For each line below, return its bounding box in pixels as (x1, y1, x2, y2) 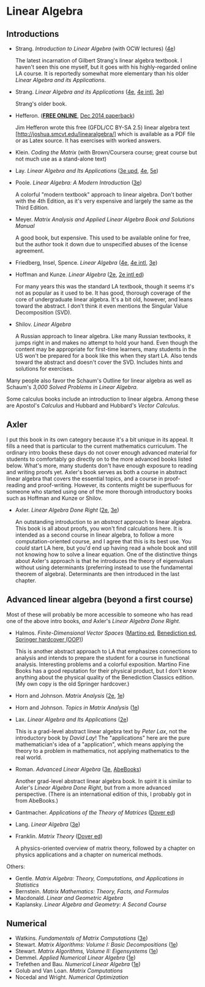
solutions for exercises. (15, 365, 75, 372)
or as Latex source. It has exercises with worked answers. (15, 137, 162, 144)
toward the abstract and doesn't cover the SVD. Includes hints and (15, 358, 183, 366)
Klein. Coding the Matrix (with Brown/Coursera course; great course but (15, 149, 198, 156)
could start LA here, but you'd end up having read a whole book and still (15, 544, 198, 551)
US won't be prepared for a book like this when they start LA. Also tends (15, 352, 198, 359)
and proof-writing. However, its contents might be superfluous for (26, 481, 193, 488)
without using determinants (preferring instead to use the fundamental (15, 564, 193, 571)
